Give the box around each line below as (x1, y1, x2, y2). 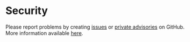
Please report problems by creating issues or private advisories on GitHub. (5, 23, 185, 30)
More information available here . (5, 29, 83, 36)
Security (5, 4, 48, 17)
